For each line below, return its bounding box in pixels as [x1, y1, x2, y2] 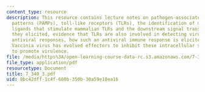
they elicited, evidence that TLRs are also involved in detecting [12, 31, 187, 38]
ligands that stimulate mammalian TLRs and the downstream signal [12, 25, 184, 32]
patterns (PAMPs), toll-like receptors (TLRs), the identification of [12, 20, 195, 26]
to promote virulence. [12, 48, 70, 54]
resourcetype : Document [6, 65, 67, 71]
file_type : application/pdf [6, 59, 78, 65]
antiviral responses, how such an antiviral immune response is [12, 37, 179, 43]
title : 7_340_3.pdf [6, 71, 56, 77]
